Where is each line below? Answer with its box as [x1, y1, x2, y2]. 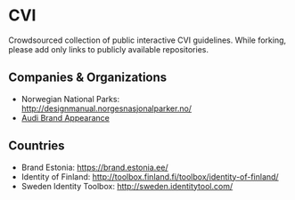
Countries [8, 139, 65, 154]
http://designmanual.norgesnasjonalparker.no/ [20, 103, 193, 114]
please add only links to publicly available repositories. [8, 44, 209, 54]
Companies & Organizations [8, 70, 168, 85]
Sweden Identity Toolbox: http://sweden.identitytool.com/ [20, 180, 234, 191]
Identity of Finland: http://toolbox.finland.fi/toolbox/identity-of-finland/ [20, 171, 279, 182]
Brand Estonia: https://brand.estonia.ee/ [20, 162, 168, 172]
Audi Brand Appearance [20, 112, 111, 123]
